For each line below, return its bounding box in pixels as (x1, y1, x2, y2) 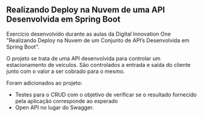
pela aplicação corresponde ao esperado (15, 97, 118, 104)
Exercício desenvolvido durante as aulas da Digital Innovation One (6, 30, 171, 37)
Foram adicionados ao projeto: (6, 79, 83, 86)
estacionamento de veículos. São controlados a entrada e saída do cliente (6, 61, 191, 68)
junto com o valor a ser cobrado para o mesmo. (6, 68, 125, 75)
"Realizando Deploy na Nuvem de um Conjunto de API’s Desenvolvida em (6, 36, 190, 44)
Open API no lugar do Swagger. (15, 104, 94, 111)
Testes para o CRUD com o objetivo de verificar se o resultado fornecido (15, 90, 197, 98)
